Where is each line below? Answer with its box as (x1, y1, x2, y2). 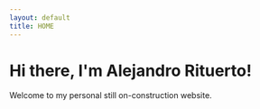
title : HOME (9, 22, 54, 31)
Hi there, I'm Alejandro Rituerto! (9, 60, 253, 81)
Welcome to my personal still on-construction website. (9, 90, 212, 101)
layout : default (9, 13, 70, 23)
